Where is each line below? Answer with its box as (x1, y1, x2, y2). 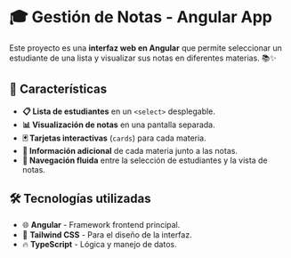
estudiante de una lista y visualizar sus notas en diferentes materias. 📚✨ (9, 52, 278, 63)
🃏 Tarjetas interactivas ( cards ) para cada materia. (21, 133, 206, 143)
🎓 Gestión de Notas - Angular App (9, 7, 273, 28)
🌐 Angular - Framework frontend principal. (21, 219, 181, 230)
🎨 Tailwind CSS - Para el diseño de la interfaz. (21, 229, 193, 240)
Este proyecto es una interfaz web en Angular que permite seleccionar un (9, 42, 283, 53)
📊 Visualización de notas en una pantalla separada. (21, 119, 215, 130)
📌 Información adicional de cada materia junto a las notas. (21, 145, 238, 156)
